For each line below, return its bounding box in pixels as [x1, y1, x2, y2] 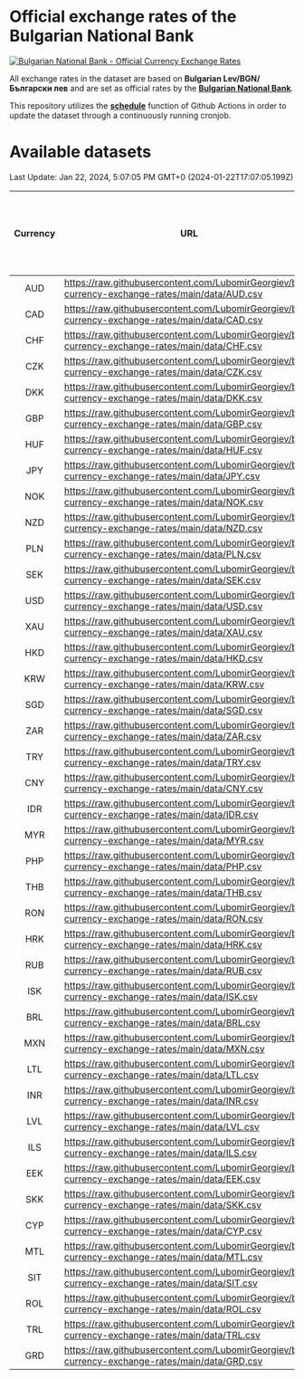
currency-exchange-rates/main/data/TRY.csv [63, 756, 261, 769]
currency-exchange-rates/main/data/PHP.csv [63, 860, 262, 873]
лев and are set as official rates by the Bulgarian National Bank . [53, 82, 294, 93]
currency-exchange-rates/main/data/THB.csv [63, 886, 262, 898]
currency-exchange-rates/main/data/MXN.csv [63, 1042, 265, 1055]
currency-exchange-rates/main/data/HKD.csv [63, 652, 263, 665]
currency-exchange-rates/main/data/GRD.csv [63, 1355, 263, 1367]
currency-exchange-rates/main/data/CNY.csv [63, 781, 264, 794]
